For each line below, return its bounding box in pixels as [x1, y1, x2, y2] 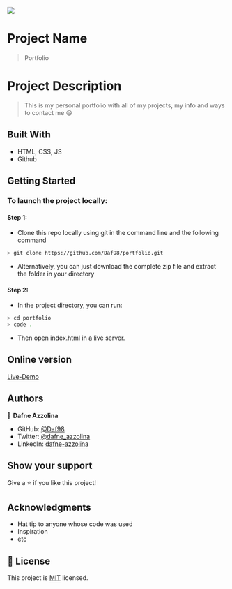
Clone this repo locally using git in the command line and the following [17, 229, 219, 237]
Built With [7, 129, 51, 141]
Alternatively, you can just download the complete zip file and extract [17, 262, 217, 271]
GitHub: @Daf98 [17, 424, 65, 433]
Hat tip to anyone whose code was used [17, 520, 133, 528]
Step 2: [7, 285, 29, 294]
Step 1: [7, 213, 28, 221]
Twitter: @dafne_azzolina [17, 432, 91, 440]
